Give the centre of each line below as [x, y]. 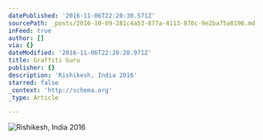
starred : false [34, 82]
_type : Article [34, 98]
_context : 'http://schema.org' [60, 90]
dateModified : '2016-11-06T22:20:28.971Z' [80, 53]
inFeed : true [30, 30]
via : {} [21, 46]
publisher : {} [32, 68]
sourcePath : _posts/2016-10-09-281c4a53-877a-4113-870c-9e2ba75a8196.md [132, 23]
